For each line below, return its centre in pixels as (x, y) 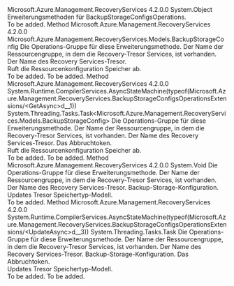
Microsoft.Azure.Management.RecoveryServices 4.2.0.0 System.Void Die (112, 165)
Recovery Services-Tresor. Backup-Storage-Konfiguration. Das (98, 254)
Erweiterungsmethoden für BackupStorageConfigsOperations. (97, 17)
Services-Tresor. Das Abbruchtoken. (60, 143)
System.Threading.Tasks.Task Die (139, 232)
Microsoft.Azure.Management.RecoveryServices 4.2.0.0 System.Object (110, 9)
